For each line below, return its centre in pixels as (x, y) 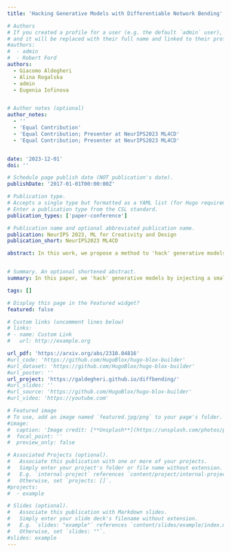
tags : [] (20, 290)
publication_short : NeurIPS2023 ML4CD (63, 241)
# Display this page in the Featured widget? (73, 303)
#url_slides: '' (30, 385)
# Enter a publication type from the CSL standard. (82, 209)
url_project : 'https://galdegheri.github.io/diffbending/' (93, 379)
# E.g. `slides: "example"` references (67, 525)
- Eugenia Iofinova (41, 90)
